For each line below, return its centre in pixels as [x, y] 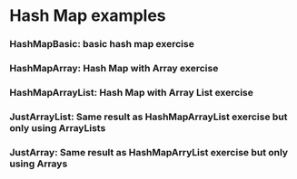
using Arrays [39, 164]
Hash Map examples [88, 16]
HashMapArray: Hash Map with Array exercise [114, 69]
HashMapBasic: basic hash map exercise [102, 44]
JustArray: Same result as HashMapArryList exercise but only [149, 152]
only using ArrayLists [58, 127]
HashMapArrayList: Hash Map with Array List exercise [132, 92]
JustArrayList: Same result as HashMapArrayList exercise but [148, 117]
